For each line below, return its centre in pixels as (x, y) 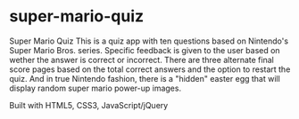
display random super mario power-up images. (95, 88)
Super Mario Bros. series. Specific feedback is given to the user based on (145, 50)
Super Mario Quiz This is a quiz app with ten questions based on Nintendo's (149, 41)
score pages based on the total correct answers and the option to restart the (150, 69)
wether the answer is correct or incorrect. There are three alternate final (141, 59)
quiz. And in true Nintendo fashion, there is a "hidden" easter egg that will (145, 78)
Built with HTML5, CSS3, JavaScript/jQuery (89, 105)
